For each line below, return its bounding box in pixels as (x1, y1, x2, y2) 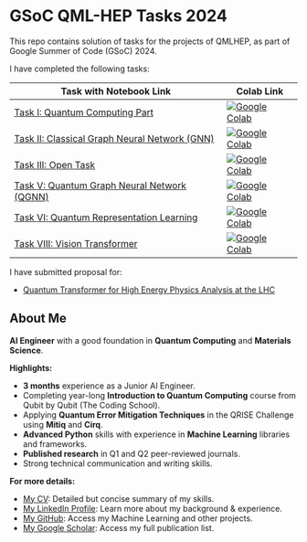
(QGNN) (14, 190, 49, 203)
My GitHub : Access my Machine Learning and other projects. (22, 513, 253, 524)
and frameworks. (22, 438, 88, 449)
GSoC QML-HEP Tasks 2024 (9, 5, 228, 27)
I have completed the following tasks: (9, 63, 150, 74)
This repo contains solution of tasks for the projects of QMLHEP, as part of (9, 36, 291, 47)
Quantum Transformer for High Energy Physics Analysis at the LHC (22, 284, 276, 295)
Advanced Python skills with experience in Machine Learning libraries (22, 429, 291, 440)
